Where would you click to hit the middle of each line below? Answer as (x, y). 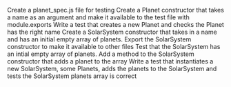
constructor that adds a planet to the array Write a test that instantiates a (110, 61)
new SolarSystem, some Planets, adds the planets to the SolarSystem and (112, 69)
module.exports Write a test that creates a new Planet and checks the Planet (115, 25)
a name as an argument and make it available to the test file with (98, 17)
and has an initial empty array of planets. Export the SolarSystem (99, 39)
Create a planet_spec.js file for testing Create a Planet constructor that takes (115, 10)
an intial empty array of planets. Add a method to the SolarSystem (101, 54)
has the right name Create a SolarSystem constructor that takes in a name (112, 32)
